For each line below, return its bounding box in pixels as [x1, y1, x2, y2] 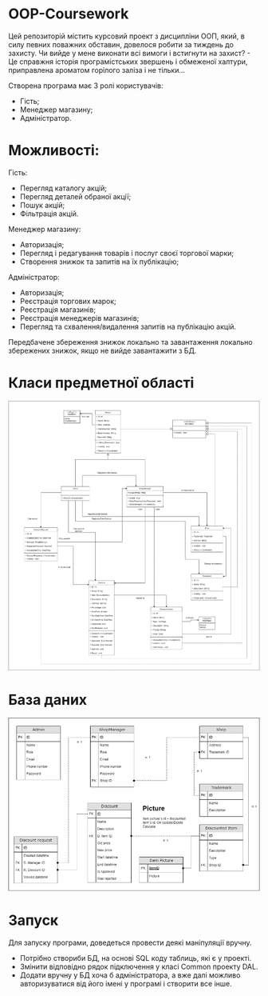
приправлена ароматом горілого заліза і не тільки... [8, 65, 186, 74]
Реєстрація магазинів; [19, 305, 97, 314]
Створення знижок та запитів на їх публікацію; [19, 257, 179, 266]
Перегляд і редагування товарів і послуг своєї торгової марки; [19, 248, 235, 258]
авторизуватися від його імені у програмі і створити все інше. [19, 978, 233, 988]
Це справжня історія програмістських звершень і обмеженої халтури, [8, 57, 248, 66]
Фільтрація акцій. [19, 209, 79, 218]
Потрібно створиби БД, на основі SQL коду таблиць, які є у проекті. [19, 953, 252, 962]
